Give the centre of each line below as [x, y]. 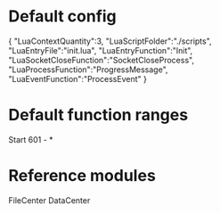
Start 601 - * [31, 139]
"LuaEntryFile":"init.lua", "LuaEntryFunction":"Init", [101, 50]
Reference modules [82, 176]
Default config [62, 16]
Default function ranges [98, 115]
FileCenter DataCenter [49, 200]
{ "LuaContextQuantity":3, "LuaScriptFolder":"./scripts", [110, 41]
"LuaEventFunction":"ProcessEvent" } [78, 78]
